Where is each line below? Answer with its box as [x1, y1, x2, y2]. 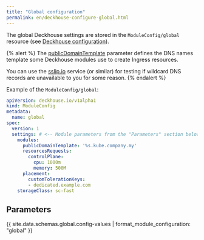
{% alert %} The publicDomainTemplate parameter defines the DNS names [6, 49, 193, 56]
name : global [12, 115, 45, 121]
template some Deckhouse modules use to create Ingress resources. [6, 56, 178, 63]
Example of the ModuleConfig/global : [6, 85, 99, 93]
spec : [6, 120, 20, 126]
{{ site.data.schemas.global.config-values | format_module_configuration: [6, 221, 191, 228]
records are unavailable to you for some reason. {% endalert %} [6, 74, 166, 81]
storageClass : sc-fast [17, 187, 75, 194]
